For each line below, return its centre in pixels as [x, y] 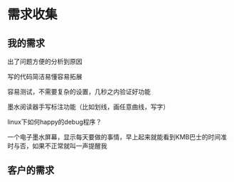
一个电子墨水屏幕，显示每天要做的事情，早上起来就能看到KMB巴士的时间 [114, 137]
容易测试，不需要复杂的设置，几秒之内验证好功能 [79, 92]
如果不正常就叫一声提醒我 [69, 146]
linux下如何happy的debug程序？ [55, 122]
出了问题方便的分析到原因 [45, 61]
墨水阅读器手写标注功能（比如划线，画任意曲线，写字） [88, 107]
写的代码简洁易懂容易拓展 [45, 76]
